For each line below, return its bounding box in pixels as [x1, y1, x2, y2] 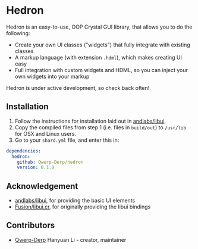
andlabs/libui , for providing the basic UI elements [14, 197, 136, 204]
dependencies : [6, 148, 42, 154]
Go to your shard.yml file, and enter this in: [14, 136, 120, 144]
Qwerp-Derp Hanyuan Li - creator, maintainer [14, 236, 127, 243]
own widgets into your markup [14, 73, 90, 80]
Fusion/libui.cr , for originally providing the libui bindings [14, 203, 151, 210]
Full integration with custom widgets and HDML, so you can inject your [14, 66, 188, 73]
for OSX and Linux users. [14, 130, 76, 137]
